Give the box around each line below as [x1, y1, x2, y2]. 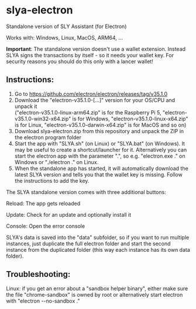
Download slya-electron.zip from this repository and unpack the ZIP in [14, 127, 184, 134]
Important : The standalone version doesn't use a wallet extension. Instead [6, 45, 186, 53]
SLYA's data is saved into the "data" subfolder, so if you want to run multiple [6, 234, 190, 241]
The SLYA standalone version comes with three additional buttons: [6, 188, 167, 196]
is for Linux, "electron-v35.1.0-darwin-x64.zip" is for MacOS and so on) [14, 121, 187, 129]
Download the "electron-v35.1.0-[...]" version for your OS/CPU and [14, 96, 176, 103]
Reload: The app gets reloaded [6, 200, 81, 207]
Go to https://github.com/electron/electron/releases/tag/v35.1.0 [14, 90, 168, 97]
